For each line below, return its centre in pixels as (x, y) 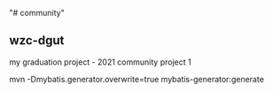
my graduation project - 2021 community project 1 (101, 62)
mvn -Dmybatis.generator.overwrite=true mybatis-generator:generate (136, 79)
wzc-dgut (37, 40)
